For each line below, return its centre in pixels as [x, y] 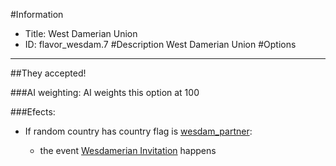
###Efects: [33, 112]
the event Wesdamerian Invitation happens [128, 150]
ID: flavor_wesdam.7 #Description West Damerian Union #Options [160, 44]
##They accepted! [48, 73]
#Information [37, 14]
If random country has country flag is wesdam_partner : [138, 131]
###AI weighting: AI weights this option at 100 [105, 92]
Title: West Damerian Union [81, 33]
